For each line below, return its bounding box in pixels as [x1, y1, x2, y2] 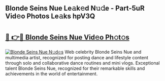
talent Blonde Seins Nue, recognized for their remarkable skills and [5, 65, 145, 71]
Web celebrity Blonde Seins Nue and [64, 49, 142, 55]
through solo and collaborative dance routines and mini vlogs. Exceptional [5, 60, 160, 66]
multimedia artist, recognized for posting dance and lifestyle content [5, 55, 149, 60]
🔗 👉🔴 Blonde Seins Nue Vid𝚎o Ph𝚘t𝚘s [5, 33, 129, 42]
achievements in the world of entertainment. [5, 71, 98, 76]
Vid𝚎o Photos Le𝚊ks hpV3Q [5, 12, 95, 21]
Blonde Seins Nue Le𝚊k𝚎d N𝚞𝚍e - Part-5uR [5, 4, 145, 13]
